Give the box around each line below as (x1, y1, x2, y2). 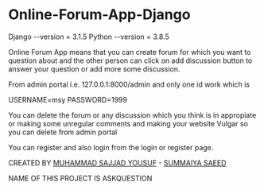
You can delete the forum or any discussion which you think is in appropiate (8, 110, 257, 120)
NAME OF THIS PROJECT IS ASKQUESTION (8, 173, 153, 183)
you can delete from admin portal (8, 127, 118, 137)
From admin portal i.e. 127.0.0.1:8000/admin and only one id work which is (8, 79, 250, 89)
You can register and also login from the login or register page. (8, 142, 214, 152)
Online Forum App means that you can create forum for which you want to (8, 47, 251, 56)
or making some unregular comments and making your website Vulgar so (8, 118, 249, 128)
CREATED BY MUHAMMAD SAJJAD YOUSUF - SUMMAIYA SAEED (8, 157, 227, 168)
